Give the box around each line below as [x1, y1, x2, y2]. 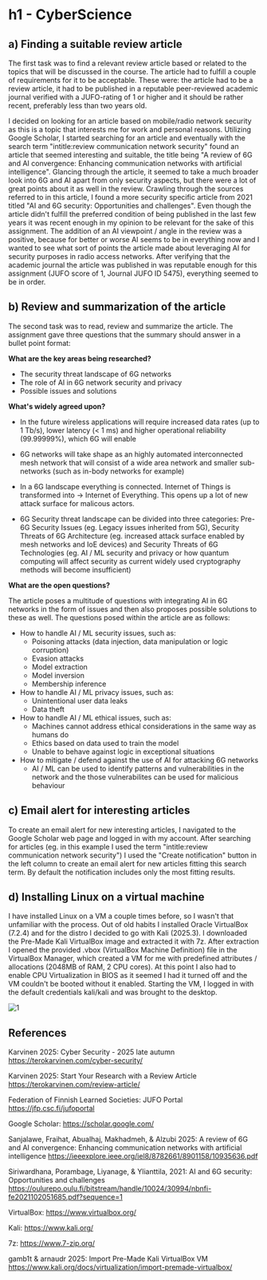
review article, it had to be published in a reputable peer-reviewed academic [8, 84, 259, 93]
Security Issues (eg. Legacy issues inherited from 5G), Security [31, 522, 240, 532]
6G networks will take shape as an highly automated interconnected [19, 449, 243, 459]
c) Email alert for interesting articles [8, 803, 190, 818]
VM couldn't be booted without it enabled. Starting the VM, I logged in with [8, 979, 254, 989]
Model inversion [31, 670, 85, 680]
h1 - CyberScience [8, 6, 132, 24]
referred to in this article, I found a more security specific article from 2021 [8, 193, 253, 202]
